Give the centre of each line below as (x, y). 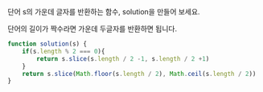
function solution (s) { (47, 44)
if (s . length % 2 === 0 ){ (64, 51)
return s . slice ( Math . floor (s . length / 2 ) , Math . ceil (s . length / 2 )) (139, 74)
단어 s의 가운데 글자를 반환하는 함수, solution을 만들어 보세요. (104, 12)
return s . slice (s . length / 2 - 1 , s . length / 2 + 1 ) (123, 58)
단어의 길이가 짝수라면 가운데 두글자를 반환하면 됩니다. (92, 29)
